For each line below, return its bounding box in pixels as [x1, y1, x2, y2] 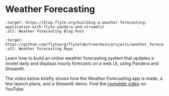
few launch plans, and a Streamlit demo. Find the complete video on [5, 80, 146, 86]
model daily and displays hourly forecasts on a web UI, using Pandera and [5, 60, 159, 66]
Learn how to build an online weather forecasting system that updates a [5, 55, 154, 61]
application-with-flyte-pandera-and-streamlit [5, 24, 105, 29]
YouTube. [5, 86, 25, 92]
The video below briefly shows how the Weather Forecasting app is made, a [5, 75, 163, 81]
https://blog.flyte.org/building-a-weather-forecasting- [25, 20, 147, 25]
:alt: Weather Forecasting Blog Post [5, 28, 84, 33]
